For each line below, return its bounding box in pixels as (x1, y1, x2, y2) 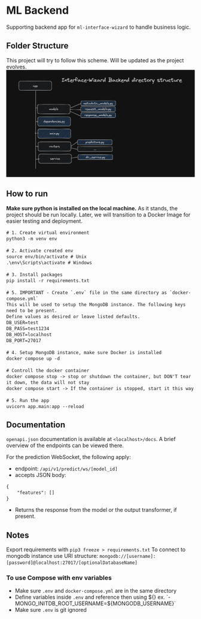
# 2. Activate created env (6, 247, 74, 253)
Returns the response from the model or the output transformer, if (14, 506, 178, 514)
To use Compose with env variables (6, 573, 112, 582)
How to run (6, 189, 48, 199)
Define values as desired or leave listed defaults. (6, 313, 141, 319)
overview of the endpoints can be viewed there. (6, 442, 124, 449)
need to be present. (6, 307, 58, 313)
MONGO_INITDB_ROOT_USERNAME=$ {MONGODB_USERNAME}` (14, 600, 176, 607)
